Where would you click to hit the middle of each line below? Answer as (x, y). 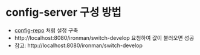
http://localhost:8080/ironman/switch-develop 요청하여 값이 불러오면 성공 (104, 37)
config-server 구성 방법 (63, 12)
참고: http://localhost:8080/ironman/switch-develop (79, 45)
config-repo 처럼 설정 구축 (46, 30)
